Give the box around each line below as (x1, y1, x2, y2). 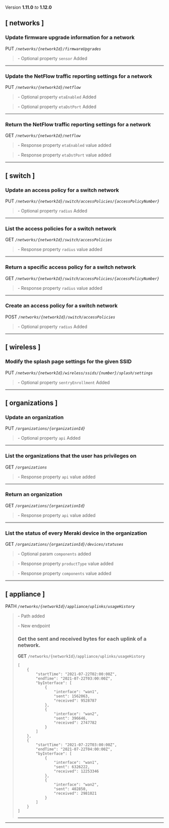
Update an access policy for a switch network (5, 186, 119, 193)
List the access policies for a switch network (5, 225, 117, 232)
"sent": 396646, (53, 716, 88, 721)
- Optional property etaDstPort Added (17, 103, 97, 110)
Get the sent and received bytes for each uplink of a (17, 635, 147, 642)
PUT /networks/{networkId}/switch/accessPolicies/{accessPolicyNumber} (5, 198, 160, 204)
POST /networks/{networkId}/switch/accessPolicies (5, 314, 116, 320)
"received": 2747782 (53, 720, 97, 726)
